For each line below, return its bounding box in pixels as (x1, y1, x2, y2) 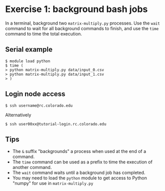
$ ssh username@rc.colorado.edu (5, 103, 73, 108)
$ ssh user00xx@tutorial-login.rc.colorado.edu (5, 121, 107, 126)
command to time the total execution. (5, 31, 82, 37)
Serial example (5, 45, 53, 54)
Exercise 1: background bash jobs (5, 4, 148, 15)
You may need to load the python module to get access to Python (12, 175, 147, 181)
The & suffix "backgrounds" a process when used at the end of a (12, 148, 146, 154)
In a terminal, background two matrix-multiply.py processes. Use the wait (5, 20, 160, 26)
